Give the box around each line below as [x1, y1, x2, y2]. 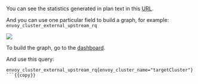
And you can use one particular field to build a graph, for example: [6, 17, 169, 23]
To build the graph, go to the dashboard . [6, 44, 106, 51]
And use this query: [6, 56, 55, 63]
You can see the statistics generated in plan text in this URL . [6, 5, 154, 12]
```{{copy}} [6, 72, 36, 78]
